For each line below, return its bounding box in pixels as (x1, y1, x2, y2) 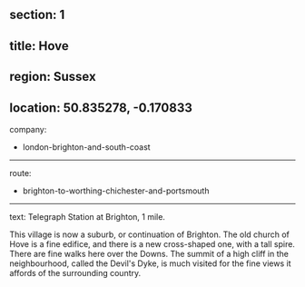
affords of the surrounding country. (9, 267, 142, 278)
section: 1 (9, 7, 65, 23)
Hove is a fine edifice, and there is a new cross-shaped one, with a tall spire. (9, 238, 295, 249)
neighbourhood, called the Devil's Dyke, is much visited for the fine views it (9, 258, 291, 269)
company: (9, 124, 47, 134)
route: (9, 167, 32, 178)
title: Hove (9, 38, 70, 54)
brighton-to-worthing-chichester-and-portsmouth (22, 185, 210, 196)
